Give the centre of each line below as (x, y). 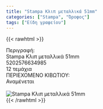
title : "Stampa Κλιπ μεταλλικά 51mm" (52, 11)
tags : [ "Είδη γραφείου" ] (36, 22)
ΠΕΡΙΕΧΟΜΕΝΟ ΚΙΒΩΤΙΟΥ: (38, 75)
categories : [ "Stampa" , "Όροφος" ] (48, 17)
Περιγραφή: (20, 50)
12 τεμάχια (19, 69)
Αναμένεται (20, 81)
